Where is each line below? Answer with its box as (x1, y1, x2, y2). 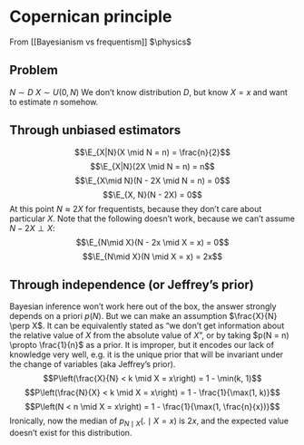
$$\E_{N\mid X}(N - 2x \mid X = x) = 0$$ (75, 237, 230, 247)
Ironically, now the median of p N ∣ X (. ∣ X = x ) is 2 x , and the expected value (9, 415, 289, 429)
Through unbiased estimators (9, 122, 181, 138)
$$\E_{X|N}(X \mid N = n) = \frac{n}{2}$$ (74, 147, 231, 158)
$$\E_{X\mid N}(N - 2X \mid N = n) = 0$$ (74, 175, 230, 186)
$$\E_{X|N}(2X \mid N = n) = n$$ (90, 160, 215, 171)
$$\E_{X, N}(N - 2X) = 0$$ (103, 189, 202, 200)
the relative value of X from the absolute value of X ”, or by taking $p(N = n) (9, 330, 289, 341)
